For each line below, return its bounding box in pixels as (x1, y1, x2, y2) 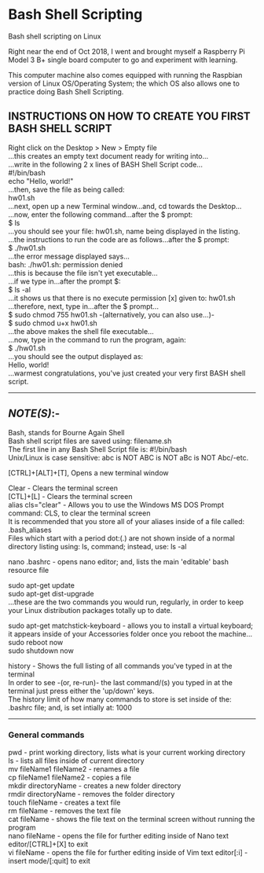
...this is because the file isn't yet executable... (8, 268, 159, 277)
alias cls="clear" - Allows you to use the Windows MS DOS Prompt (8, 500, 224, 509)
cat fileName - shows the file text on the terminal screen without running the (8, 814, 255, 823)
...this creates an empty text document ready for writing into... (8, 151, 209, 160)
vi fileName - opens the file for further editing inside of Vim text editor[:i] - (8, 847, 248, 857)
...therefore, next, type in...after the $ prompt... (8, 301, 159, 311)
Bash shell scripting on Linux (8, 31, 101, 41)
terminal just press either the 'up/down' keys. (8, 686, 155, 695)
